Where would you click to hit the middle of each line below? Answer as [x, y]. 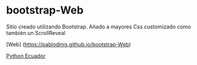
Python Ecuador [26, 56]
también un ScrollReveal [36, 32]
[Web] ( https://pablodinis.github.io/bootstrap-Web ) [69, 44]
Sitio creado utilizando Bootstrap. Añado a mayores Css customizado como [99, 27]
